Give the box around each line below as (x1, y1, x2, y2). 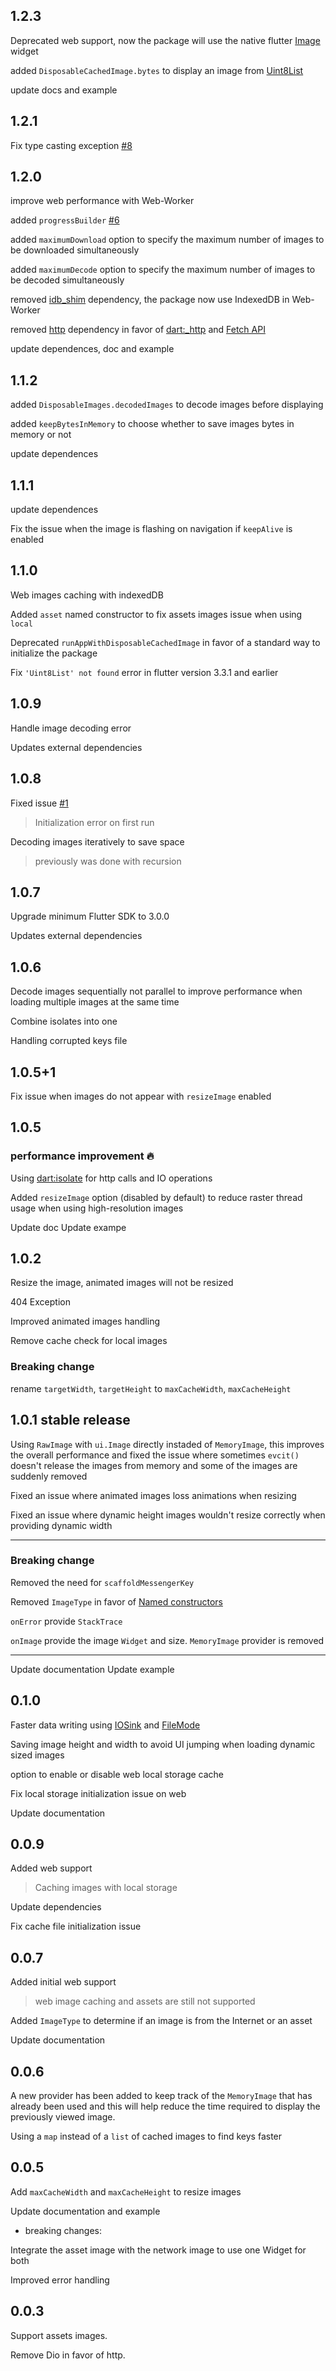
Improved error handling (10, 2274, 110, 2286)
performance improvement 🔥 (10, 1149, 155, 1163)
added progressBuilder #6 (10, 214, 120, 226)
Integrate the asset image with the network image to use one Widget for (10, 2244, 307, 2256)
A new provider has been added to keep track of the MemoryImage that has (10, 2090, 313, 2102)
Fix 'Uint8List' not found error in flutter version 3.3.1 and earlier (10, 666, 279, 678)
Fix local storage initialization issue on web (10, 1787, 187, 1799)
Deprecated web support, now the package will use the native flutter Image (10, 34, 321, 46)
